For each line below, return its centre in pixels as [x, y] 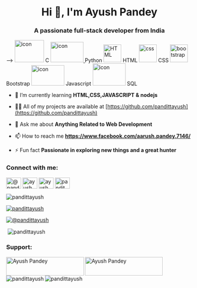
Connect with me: [32, 168]
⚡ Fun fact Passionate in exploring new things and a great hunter [96, 150]
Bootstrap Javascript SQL [72, 84]
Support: [19, 247]
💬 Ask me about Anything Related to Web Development [83, 124]
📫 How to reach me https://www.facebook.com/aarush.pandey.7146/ [103, 136]
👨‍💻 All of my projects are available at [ [61, 106]
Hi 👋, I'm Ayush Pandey [99, 12]
